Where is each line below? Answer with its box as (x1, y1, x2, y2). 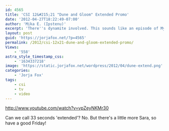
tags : (5, 77, 17, 82)
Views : (5, 45, 19, 50)
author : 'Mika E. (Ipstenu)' (5, 21, 66, 27)
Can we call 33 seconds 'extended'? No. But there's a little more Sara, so (5, 115, 157, 121)
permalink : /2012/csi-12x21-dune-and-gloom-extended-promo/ (5, 40, 134, 45)
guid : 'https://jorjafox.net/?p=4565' (5, 36, 87, 41)
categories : (5, 68, 30, 73)
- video (14, 91, 30, 96)
